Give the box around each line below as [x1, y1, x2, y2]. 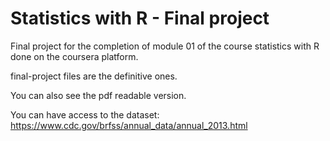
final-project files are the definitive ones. [10, 70, 178, 82]
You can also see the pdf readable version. [10, 89, 187, 101]
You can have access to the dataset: [10, 108, 160, 121]
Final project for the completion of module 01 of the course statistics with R [10, 40, 320, 52]
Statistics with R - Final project [10, 7, 270, 30]
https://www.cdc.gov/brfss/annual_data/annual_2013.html [10, 119, 248, 131]
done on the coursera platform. [10, 50, 139, 62]
